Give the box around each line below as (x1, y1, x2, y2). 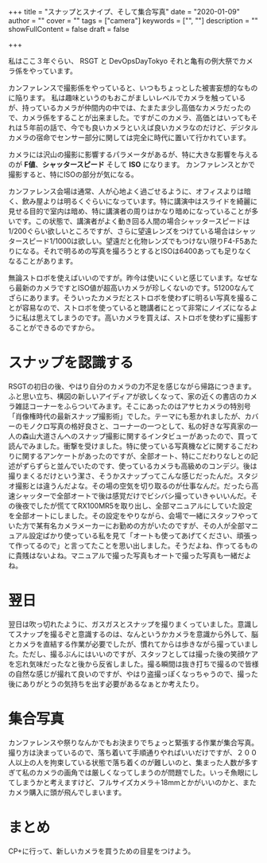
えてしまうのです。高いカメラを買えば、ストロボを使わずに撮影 (42, 313, 251, 322)
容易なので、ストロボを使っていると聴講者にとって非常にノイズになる (21, 303, 251, 312)
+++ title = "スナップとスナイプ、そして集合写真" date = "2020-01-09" (8, 7, 240, 16)
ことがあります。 (21, 256, 78, 265)
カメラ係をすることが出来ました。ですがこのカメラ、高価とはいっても (21, 113, 251, 122)
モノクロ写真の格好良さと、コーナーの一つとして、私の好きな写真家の (21, 421, 252, 431)
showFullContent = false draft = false (8, 25, 130, 33)
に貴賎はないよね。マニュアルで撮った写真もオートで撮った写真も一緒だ (8, 550, 245, 560)
